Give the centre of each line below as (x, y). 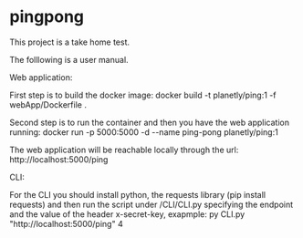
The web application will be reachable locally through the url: (124, 150)
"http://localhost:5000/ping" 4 (66, 223)
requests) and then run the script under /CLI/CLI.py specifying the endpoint (151, 204)
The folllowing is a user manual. (69, 59)
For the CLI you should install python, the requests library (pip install (138, 194)
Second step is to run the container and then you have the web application (150, 122)
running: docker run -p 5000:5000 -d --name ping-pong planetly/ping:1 (144, 132)
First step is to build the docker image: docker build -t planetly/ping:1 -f (143, 95)
